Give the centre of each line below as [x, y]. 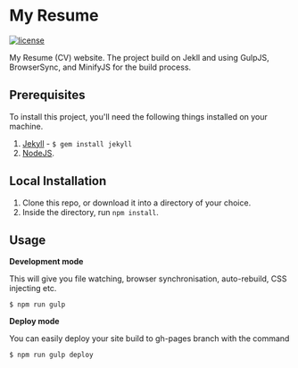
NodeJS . [38, 153]
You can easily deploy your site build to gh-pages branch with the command [149, 339]
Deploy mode [34, 322]
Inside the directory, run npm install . [90, 212]
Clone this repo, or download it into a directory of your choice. [137, 203]
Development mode [46, 262]
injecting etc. [33, 289]
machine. [26, 126]
